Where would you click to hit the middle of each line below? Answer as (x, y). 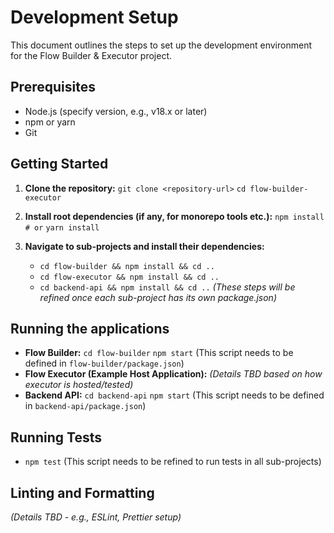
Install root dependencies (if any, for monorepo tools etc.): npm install (174, 216)
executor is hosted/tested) (79, 385)
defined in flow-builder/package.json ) (104, 363)
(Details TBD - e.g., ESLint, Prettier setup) (96, 517)
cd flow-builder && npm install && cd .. (127, 266)
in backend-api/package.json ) (85, 406)
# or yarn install (62, 227)
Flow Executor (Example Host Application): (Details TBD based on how (173, 374)
